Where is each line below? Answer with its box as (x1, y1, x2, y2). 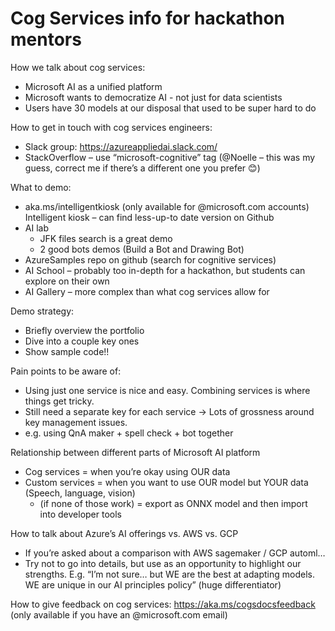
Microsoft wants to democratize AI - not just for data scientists (24, 91, 283, 103)
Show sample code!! (24, 345, 110, 357)
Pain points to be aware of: (10, 365, 122, 377)
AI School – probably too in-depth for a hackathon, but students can (24, 264, 306, 276)
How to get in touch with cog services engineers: (10, 121, 213, 133)
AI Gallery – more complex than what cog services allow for (24, 285, 270, 297)
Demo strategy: (10, 305, 75, 317)
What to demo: (10, 181, 72, 193)
